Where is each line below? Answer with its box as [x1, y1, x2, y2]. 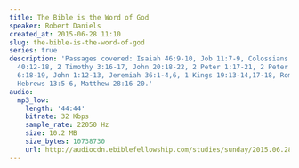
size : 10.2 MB [25, 129, 77, 138]
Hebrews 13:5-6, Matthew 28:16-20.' [17, 79, 153, 88]
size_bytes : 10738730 [25, 137, 105, 146]
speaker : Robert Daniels [9, 21, 101, 30]
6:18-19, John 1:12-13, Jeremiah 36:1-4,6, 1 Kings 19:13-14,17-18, [17, 71, 277, 80]
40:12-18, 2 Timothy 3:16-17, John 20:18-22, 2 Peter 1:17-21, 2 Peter [17, 63, 289, 72]
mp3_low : [17, 95, 50, 105]
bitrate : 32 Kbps [25, 112, 90, 121]
